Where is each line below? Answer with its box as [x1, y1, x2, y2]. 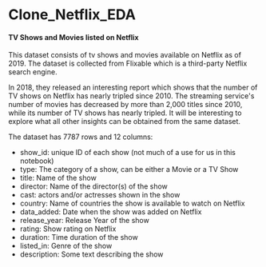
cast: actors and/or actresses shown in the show [19, 190, 181, 200]
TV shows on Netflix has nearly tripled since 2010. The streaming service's [8, 91, 255, 101]
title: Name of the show [19, 173, 97, 183]
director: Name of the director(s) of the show [19, 181, 168, 191]
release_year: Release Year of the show [19, 216, 149, 225]
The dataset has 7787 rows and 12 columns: [8, 132, 153, 141]
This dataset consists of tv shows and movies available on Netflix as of [8, 50, 242, 60]
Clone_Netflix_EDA [8, 6, 137, 24]
